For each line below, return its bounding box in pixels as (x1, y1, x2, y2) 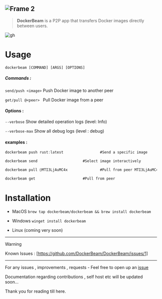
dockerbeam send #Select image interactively (5, 159, 141, 164)
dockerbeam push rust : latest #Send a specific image (5, 150, 148, 155)
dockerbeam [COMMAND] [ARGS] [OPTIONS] (5, 65, 85, 70)
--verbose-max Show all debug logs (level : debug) (5, 128, 105, 134)
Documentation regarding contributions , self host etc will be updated (5, 274, 143, 280)
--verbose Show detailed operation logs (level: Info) (5, 119, 108, 124)
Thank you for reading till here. (5, 288, 66, 294)
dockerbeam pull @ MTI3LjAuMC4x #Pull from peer (5, 167, 133, 172)
